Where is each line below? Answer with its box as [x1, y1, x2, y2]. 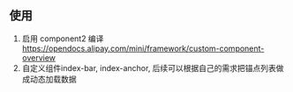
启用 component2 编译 [21, 33, 104, 44]
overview [21, 52, 56, 63]
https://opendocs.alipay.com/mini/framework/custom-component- [21, 43, 265, 53]
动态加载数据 [29, 74, 77, 84]
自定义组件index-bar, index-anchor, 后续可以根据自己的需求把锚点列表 [21, 62, 276, 73]
